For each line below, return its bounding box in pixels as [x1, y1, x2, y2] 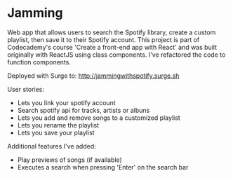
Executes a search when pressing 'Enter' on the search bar [17, 163, 189, 171]
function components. [7, 57, 72, 66]
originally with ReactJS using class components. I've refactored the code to [7, 50, 226, 59]
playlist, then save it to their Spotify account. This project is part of [7, 35, 200, 43]
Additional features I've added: [7, 142, 96, 150]
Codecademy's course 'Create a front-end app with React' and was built [7, 43, 218, 51]
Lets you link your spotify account [17, 98, 116, 107]
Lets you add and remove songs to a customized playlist [17, 114, 180, 122]
